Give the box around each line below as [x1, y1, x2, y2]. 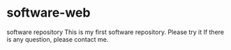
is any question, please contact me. [6, 35, 109, 43]
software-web [6, 5, 91, 21]
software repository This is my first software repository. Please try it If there [6, 28, 225, 36]
